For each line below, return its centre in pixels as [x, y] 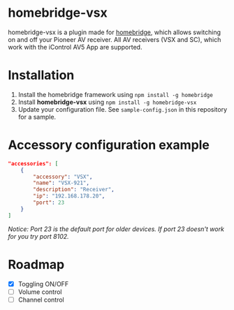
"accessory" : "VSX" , [63, 177]
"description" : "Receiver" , [74, 190]
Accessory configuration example [109, 145]
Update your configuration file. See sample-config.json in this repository [123, 109]
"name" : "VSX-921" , [61, 183]
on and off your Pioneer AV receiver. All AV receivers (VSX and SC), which [115, 39]
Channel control [41, 300]
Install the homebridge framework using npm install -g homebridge [116, 94]
